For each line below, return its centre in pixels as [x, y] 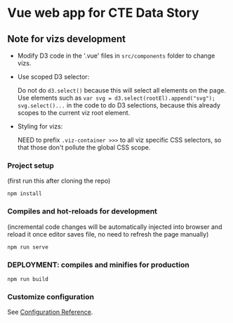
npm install [25, 194]
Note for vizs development [67, 39]
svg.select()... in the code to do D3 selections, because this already [119, 105]
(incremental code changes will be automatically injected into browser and [115, 227]
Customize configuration [51, 296]
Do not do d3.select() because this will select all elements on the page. [121, 90]
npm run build [28, 279]
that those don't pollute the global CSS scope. [84, 147]
